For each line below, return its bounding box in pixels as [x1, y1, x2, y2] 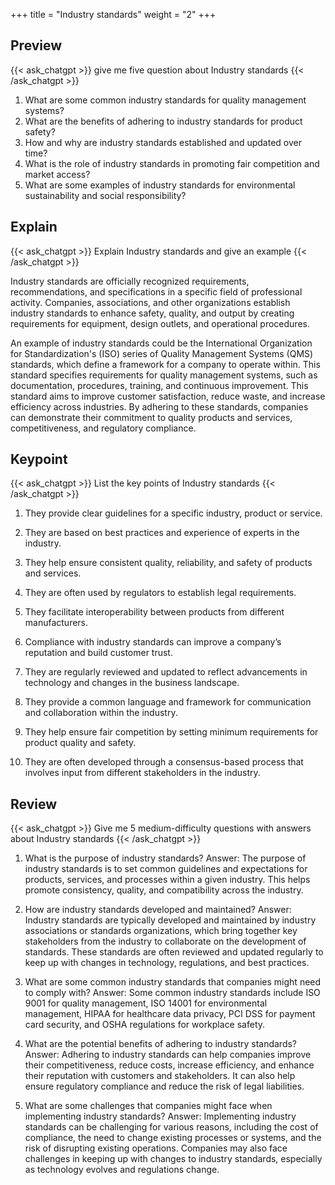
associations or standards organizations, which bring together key [24, 925, 298, 937]
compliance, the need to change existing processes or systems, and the [24, 1132, 322, 1144]
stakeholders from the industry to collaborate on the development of [24, 935, 307, 948]
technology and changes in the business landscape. [24, 677, 240, 689]
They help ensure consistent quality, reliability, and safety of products [24, 557, 313, 569]
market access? [24, 168, 91, 180]
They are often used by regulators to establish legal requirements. [24, 587, 297, 599]
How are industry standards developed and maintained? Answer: [24, 904, 292, 916]
